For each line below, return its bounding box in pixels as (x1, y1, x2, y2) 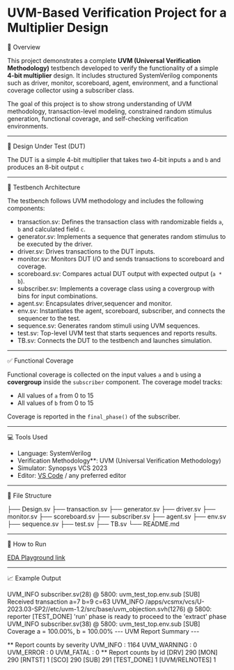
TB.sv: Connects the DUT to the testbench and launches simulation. (17, 336, 212, 344)
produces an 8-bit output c (7, 163, 84, 171)
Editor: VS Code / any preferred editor (17, 471, 127, 479)
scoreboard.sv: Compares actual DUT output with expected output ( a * (17, 269, 222, 277)
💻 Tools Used (7, 432, 48, 441)
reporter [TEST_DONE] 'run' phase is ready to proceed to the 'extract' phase (7, 612, 227, 620)
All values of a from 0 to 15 (17, 391, 94, 400)
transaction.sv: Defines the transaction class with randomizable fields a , (17, 217, 224, 226)
